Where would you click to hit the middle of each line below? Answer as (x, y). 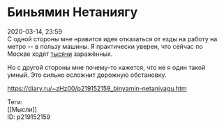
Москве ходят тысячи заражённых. (60, 54)
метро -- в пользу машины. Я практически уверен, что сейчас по (105, 46)
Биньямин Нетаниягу (73, 12)
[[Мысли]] (22, 109)
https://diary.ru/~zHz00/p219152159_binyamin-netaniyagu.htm (97, 88)
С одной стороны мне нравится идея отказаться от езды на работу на (112, 38)
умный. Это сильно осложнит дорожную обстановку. (87, 75)
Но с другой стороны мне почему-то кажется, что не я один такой (106, 67)
